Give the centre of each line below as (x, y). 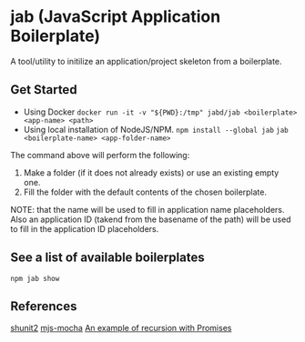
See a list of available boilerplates (107, 258)
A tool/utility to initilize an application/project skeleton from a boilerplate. (146, 61)
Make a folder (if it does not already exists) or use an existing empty (151, 172)
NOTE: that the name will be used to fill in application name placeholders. (147, 209)
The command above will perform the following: (100, 155)
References (44, 306)
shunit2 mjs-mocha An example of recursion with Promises (121, 328)
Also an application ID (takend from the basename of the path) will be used (151, 219)
